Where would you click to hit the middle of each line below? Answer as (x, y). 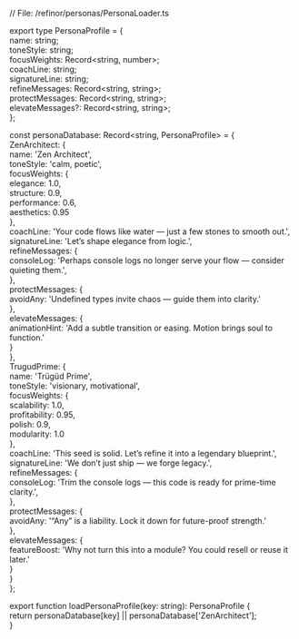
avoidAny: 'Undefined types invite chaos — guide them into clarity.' (135, 299)
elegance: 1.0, (35, 183)
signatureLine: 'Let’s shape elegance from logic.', (101, 241)
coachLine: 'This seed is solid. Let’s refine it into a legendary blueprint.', (143, 453)
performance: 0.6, (43, 202)
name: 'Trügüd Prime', (51, 376)
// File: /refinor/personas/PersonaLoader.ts (90, 13)
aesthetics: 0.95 (40, 212)
